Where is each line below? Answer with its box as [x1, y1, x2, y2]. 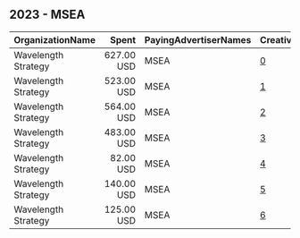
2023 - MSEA [9, 7, 86, 22]
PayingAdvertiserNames [144, 33, 252, 46]
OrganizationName [13, 33, 96, 46]
